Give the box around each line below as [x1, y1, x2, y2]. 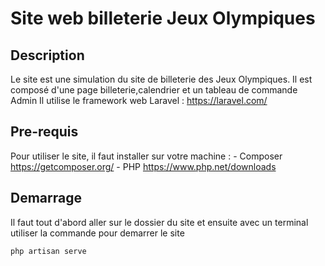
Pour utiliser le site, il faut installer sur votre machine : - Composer [10, 150, 283, 162]
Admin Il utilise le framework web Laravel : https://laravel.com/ [10, 95, 268, 106]
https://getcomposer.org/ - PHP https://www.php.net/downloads [10, 160, 277, 172]
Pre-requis [10, 123, 79, 141]
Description [10, 47, 85, 64]
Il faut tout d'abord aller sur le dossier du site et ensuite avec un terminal [10, 216, 309, 228]
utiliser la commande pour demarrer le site [10, 227, 185, 239]
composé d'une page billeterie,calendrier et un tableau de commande [10, 84, 298, 96]
